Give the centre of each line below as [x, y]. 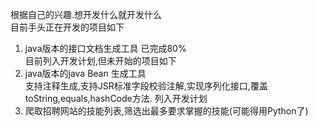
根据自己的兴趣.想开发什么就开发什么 [86, 14]
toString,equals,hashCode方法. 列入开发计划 [116, 98]
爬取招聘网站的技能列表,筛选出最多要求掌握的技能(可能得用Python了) [166, 111]
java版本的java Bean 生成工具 [85, 73]
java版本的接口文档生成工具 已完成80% [105, 48]
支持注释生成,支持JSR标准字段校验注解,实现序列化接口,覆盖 [146, 86]
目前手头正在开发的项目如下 [67, 27]
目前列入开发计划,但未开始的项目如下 [100, 61]
